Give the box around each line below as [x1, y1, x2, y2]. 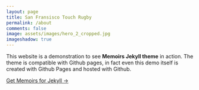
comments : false [6, 25, 46, 32]
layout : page [6, 8, 39, 15]
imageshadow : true [6, 36, 52, 42]
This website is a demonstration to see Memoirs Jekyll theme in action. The [6, 53, 194, 60]
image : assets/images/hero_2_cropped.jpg [6, 31, 111, 37]
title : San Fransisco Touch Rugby [6, 14, 92, 20]
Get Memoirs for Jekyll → [6, 77, 69, 84]
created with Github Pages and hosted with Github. [6, 66, 132, 72]
